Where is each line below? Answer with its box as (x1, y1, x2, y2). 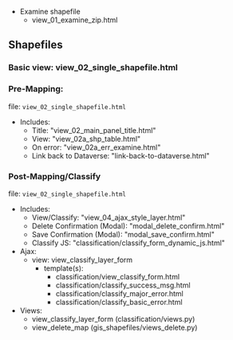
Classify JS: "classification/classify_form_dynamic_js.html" (31, 238, 226, 248)
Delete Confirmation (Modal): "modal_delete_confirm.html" (31, 221, 225, 230)
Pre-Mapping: (8, 84, 64, 95)
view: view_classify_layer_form (31, 255, 133, 264)
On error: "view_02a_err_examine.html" (31, 143, 161, 152)
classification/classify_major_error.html (55, 288, 184, 298)
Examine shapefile (19, 7, 81, 16)
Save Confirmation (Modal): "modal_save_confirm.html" (31, 229, 215, 239)
